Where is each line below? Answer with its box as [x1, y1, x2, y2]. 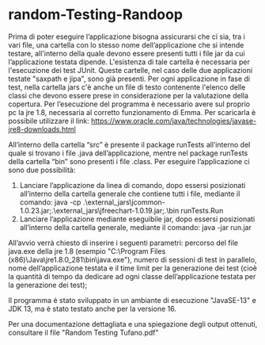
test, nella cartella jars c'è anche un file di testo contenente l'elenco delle [8, 82, 246, 92]
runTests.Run [180, 205, 224, 215]
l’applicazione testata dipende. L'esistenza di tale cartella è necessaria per [8, 57, 251, 67]
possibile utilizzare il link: [8, 116, 89, 125]
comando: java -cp [19, 197, 81, 207]
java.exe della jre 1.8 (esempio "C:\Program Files [8, 246, 166, 255]
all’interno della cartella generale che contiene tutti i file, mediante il [19, 189, 240, 198]
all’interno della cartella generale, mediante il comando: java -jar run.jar [19, 222, 252, 232]
